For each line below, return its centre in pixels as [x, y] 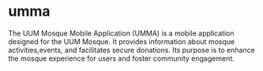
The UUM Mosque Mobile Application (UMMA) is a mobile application [121, 33]
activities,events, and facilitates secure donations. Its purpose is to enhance [131, 50]
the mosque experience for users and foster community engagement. [121, 58]
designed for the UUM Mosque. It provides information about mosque [122, 41]
